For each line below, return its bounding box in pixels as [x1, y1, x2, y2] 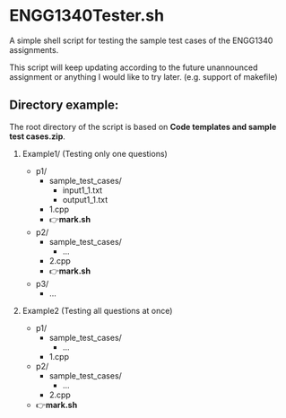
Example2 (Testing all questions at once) [22, 305, 173, 316]
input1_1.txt [62, 185, 103, 196]
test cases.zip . [9, 131, 65, 142]
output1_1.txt [62, 194, 108, 205]
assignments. [9, 44, 59, 55]
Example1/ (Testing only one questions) [22, 148, 168, 159]
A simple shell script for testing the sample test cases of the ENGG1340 [9, 35, 273, 46]
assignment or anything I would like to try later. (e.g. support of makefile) [9, 71, 278, 82]
